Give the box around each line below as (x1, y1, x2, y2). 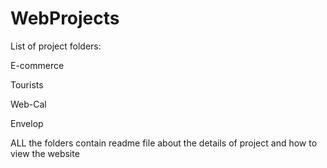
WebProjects (10, 7, 120, 30)
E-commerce (10, 59, 65, 71)
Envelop (10, 117, 44, 129)
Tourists (10, 78, 44, 91)
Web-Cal (10, 98, 47, 110)
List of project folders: (10, 40, 102, 52)
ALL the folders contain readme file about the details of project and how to (10, 137, 318, 149)
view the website (10, 147, 80, 159)
